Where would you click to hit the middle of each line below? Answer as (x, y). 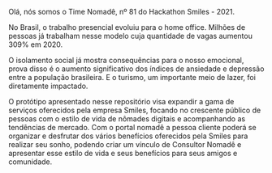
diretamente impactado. (48, 86)
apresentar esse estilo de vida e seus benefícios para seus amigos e (123, 153)
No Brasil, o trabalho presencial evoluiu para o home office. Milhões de (127, 27)
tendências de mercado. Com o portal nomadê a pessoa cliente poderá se (133, 127)
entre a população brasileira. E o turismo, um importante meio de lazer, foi (132, 77)
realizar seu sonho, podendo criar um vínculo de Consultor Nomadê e (125, 144)
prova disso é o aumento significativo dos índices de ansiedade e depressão (136, 69)
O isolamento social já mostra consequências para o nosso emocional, (126, 60)
